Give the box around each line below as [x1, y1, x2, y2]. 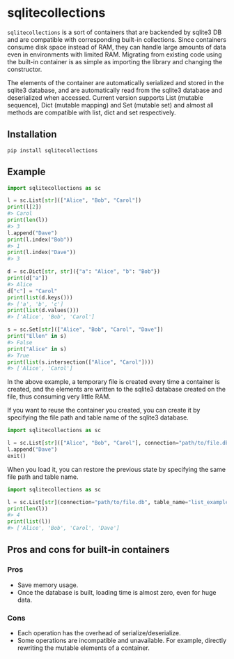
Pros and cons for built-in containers [7, 544, 170, 556]
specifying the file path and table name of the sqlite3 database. [7, 413, 189, 422]
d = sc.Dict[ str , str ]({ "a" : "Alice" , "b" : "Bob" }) [7, 268, 160, 275]
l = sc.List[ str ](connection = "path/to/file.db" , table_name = [7, 498, 189, 505]
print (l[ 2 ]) [7, 204, 42, 211]
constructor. [7, 65, 42, 73]
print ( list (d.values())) [7, 307, 79, 314]
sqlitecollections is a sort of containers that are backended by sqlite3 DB [7, 28, 222, 36]
